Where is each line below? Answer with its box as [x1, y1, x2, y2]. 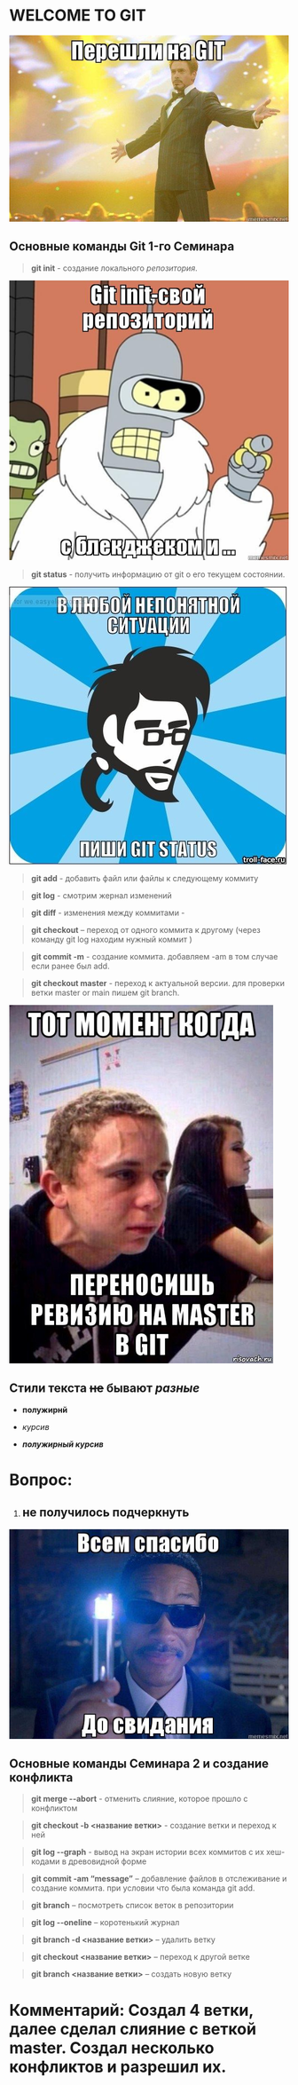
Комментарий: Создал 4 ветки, [9, 2000, 255, 2020]
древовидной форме [67, 1856, 147, 1867]
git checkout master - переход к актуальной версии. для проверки [30, 977, 286, 988]
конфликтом [30, 1803, 78, 1813]
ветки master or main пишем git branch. [30, 987, 180, 998]
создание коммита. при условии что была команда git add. [30, 1883, 255, 1893]
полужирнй [21, 1404, 68, 1415]
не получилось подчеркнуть [21, 1505, 190, 1520]
